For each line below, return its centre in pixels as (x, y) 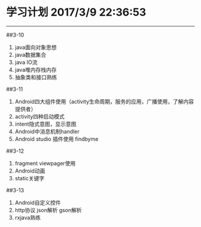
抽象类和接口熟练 (36, 77)
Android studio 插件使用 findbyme (57, 139)
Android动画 (30, 171)
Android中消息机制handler (47, 131)
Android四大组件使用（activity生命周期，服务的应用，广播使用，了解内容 (104, 101)
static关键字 (30, 178)
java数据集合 (31, 55)
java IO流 (26, 62)
